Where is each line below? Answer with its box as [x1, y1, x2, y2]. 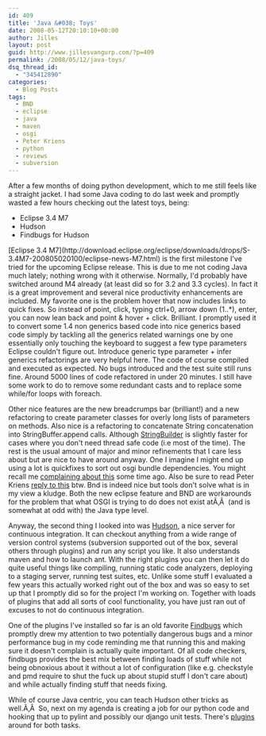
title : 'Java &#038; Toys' [8, 19, 98, 27]
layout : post [8, 41, 52, 49]
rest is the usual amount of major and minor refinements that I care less [8, 446, 242, 457]
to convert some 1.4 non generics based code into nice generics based [8, 322, 241, 331]
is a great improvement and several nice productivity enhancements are [8, 287, 244, 298]
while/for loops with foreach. [8, 389, 102, 399]
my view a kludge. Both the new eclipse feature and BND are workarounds [8, 489, 252, 499]
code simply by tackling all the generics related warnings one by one [8, 330, 233, 340]
